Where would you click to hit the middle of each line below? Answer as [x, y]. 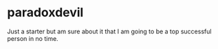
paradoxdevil [45, 13]
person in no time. [33, 38]
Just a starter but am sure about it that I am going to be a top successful [109, 31]
